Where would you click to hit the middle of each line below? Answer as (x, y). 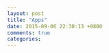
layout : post (26, 13)
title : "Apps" (27, 20)
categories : (24, 39)
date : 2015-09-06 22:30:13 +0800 (55, 26)
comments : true (29, 33)
